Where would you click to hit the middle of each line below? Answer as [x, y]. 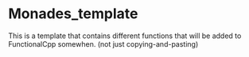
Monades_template [73, 14]
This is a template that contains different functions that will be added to [125, 36]
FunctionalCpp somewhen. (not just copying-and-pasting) [103, 44]
